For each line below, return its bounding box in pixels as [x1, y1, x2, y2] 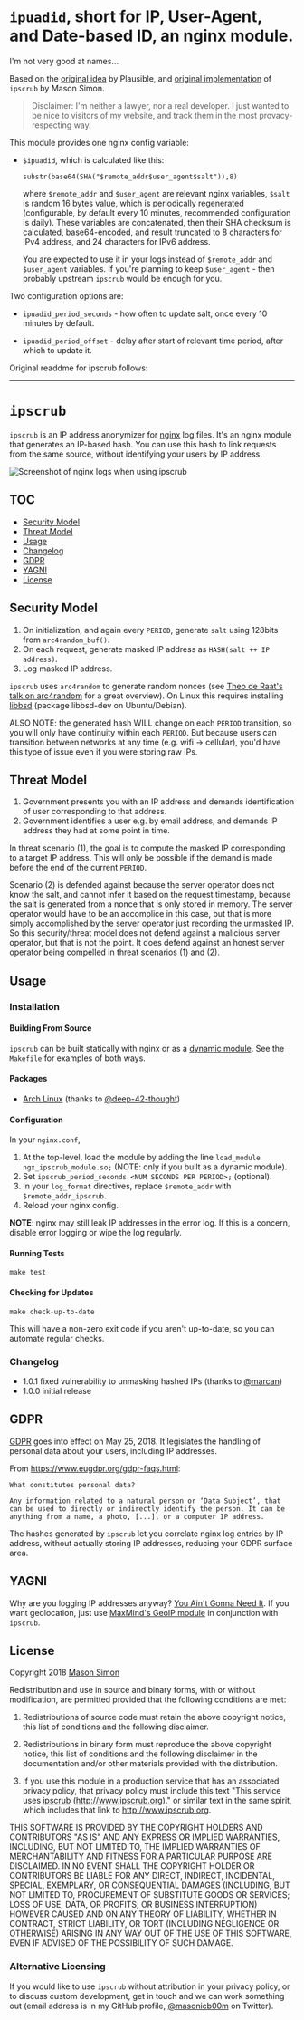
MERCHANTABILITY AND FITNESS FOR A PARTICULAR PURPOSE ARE [9, 1851, 273, 1862]
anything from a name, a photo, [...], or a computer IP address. [9, 1512, 265, 1521]
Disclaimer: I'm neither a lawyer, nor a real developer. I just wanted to [31, 100, 290, 111]
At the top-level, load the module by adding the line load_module [22, 1152, 261, 1163]
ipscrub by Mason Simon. [9, 82, 106, 93]
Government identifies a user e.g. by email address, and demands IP [22, 815, 278, 826]
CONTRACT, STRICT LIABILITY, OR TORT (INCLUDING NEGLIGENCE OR [9, 1919, 280, 1929]
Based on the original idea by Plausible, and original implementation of [9, 72, 272, 83]
